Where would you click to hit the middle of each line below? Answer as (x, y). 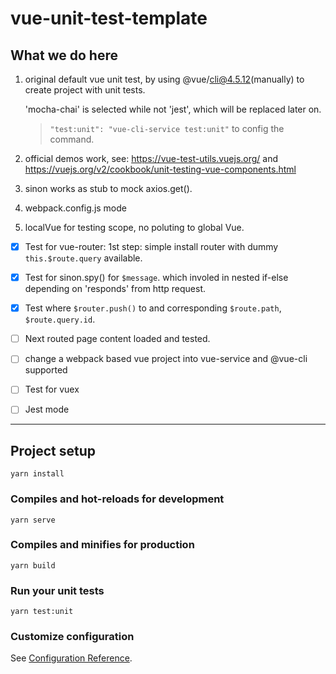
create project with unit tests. (85, 90)
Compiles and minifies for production (102, 545)
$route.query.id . (60, 319)
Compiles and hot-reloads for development (117, 499)
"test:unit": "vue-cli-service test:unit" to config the (167, 128)
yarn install (37, 474)
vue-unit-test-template (109, 18)
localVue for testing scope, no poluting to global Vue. (134, 227)
